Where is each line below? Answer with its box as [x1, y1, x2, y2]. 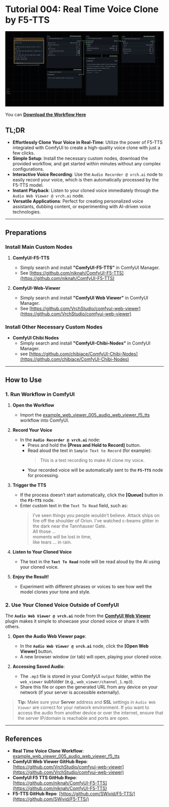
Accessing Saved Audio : [12, 663, 65, 669]
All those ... [32, 528, 56, 534]
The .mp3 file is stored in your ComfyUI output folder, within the [20, 674, 151, 680]
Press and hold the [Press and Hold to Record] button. [27, 442, 141, 448]
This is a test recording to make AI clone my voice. [40, 457, 145, 463]
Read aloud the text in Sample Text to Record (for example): [27, 447, 152, 454]
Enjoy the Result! [12, 574, 49, 580]
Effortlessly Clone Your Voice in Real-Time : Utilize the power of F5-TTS [12, 140, 163, 146]
